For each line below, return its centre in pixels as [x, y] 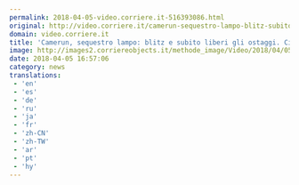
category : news [37, 68]
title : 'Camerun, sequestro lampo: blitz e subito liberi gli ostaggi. [145, 42]
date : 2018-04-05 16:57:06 [59, 59]
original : [28, 26]
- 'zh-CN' [31, 133]
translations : [36, 76]
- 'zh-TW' [31, 141]
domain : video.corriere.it [59, 34]
